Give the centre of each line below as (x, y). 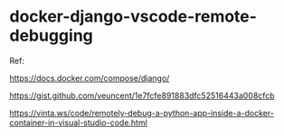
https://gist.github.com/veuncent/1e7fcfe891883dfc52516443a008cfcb (142, 95)
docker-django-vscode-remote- (133, 17)
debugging (51, 36)
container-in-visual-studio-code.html (78, 122)
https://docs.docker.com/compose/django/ (90, 77)
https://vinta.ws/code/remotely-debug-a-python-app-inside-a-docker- (142, 113)
